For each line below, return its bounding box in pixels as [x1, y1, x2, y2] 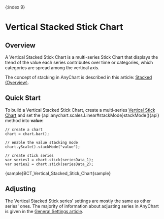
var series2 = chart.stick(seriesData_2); [5, 162, 94, 167]
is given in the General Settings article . [5, 208, 84, 214]
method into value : [5, 117, 43, 123]
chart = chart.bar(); [5, 131, 50, 136]
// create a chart [5, 127, 43, 132]
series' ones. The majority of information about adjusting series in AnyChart [5, 203, 159, 209]
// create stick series [5, 153, 54, 158]
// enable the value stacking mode [5, 140, 78, 145]
